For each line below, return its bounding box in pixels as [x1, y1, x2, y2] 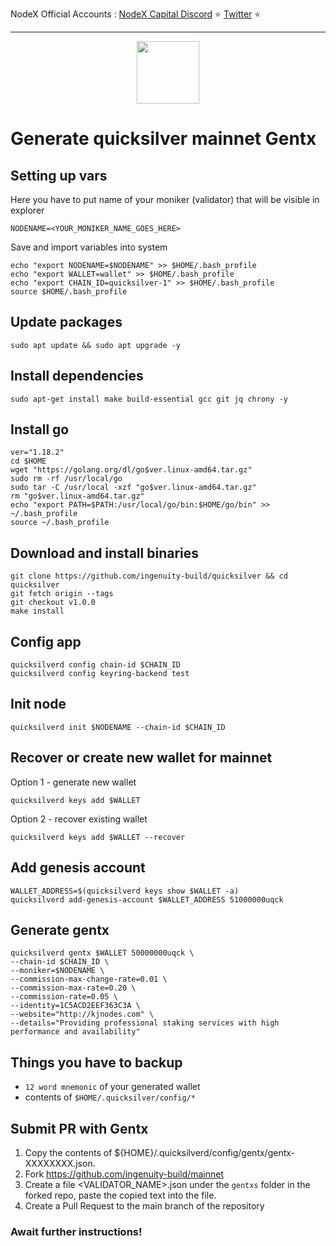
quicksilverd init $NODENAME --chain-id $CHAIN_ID [10, 722, 226, 732]
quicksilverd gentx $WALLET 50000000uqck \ [10, 948, 195, 958]
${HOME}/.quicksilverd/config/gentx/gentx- [114, 1146, 296, 1158]
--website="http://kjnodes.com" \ [10, 1009, 155, 1020]
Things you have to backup [10, 1054, 183, 1071]
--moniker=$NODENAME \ [10, 966, 105, 976]
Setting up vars [10, 167, 108, 184]
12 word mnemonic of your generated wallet [24, 1081, 201, 1093]
